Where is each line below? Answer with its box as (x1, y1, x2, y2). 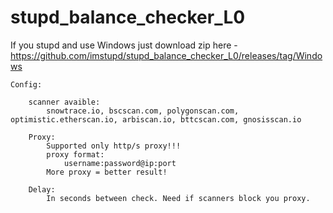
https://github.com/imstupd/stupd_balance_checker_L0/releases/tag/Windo (10, 49, 323, 61)
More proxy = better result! (46, 167, 168, 177)
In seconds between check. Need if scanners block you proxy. (46, 193, 311, 203)
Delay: (28, 184, 56, 195)
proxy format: (46, 149, 105, 160)
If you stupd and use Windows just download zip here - (10, 39, 238, 51)
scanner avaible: (28, 97, 101, 107)
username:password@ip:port (63, 158, 177, 168)
